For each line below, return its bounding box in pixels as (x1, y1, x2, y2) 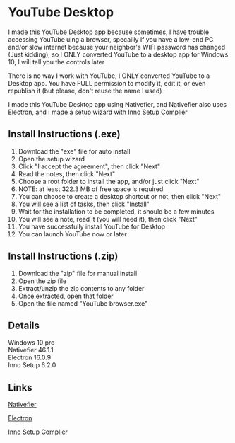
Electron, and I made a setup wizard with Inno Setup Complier (8, 108, 188, 116)
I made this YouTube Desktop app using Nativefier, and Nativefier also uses (8, 100, 227, 108)
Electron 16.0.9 (8, 353, 52, 362)
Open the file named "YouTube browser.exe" (18, 299, 148, 308)
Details (8, 319, 40, 331)
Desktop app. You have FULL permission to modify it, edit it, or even (8, 79, 206, 87)
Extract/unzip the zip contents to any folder (18, 284, 145, 292)
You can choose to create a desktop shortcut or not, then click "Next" (18, 192, 222, 200)
